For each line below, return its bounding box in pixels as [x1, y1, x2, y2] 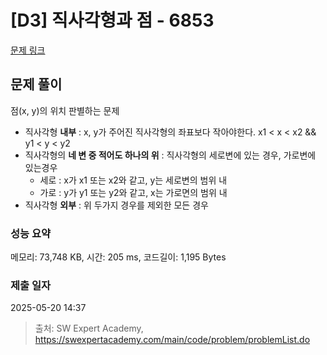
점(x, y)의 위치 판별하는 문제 [10, 104, 120, 116]
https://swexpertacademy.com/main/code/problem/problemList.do [34, 334, 311, 346]
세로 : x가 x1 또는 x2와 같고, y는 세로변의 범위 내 [39, 174, 228, 186]
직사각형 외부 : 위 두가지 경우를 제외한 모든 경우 [24, 199, 209, 211]
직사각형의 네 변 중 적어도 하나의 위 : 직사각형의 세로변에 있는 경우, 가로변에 [24, 149, 317, 161]
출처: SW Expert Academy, [34, 322, 144, 335]
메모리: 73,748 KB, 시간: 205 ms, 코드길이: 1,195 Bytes [10, 251, 227, 263]
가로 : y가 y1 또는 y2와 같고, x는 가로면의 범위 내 [39, 186, 228, 198]
